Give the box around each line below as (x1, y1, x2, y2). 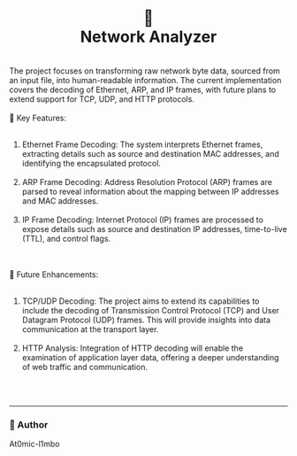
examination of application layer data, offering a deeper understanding (21, 352, 280, 362)
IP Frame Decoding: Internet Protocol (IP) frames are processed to (21, 214, 263, 225)
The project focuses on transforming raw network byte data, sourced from (9, 66, 280, 76)
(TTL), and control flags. (21, 233, 111, 243)
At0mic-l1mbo (9, 438, 60, 450)
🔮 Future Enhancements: (9, 269, 99, 280)
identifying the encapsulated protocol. (21, 158, 162, 168)
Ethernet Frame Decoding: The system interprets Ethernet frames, (21, 139, 263, 150)
